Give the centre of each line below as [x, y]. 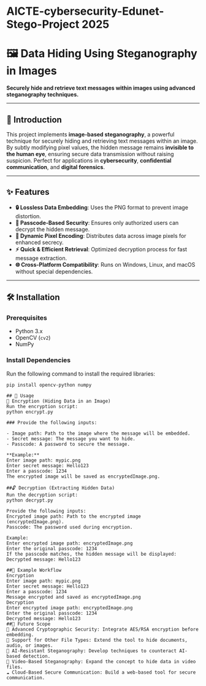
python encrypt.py [30, 412]
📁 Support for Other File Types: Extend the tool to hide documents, [97, 640]
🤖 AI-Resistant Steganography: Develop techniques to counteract [91, 651]
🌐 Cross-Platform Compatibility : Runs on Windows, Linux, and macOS [105, 264]
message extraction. [41, 258]
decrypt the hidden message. [52, 229]
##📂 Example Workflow [34, 570]
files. [15, 667]
